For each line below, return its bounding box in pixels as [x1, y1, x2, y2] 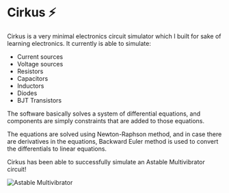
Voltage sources [16, 60, 64, 68]
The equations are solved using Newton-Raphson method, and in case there [7, 130, 222, 138]
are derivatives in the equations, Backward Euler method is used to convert [7, 137, 219, 145]
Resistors [16, 67, 44, 75]
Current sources [16, 52, 64, 61]
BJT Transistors [16, 96, 62, 104]
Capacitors [16, 74, 49, 82]
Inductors [16, 81, 44, 90]
